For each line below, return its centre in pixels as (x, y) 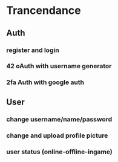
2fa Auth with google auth (45, 82)
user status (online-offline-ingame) (60, 152)
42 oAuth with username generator (59, 66)
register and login (33, 50)
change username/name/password (59, 119)
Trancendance (44, 11)
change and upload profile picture (57, 135)
